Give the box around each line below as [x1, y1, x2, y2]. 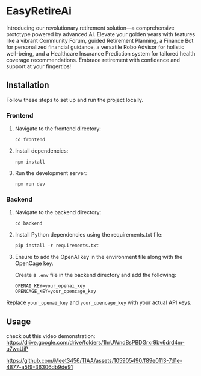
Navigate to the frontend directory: [14, 125, 101, 132]
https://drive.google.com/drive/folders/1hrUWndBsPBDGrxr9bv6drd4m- [6, 339, 185, 346]
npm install [14, 159, 45, 165]
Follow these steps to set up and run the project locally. [6, 96, 143, 103]
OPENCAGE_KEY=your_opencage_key [14, 288, 96, 295]
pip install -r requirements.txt [14, 243, 99, 249]
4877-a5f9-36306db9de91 [6, 363, 73, 371]
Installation [6, 80, 49, 91]
